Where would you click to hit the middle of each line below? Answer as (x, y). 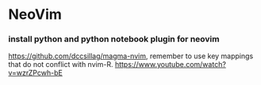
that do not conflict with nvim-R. (61, 65)
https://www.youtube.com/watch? (170, 65)
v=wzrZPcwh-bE (36, 73)
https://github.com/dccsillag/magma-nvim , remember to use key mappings (131, 56)
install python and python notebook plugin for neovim (114, 39)
